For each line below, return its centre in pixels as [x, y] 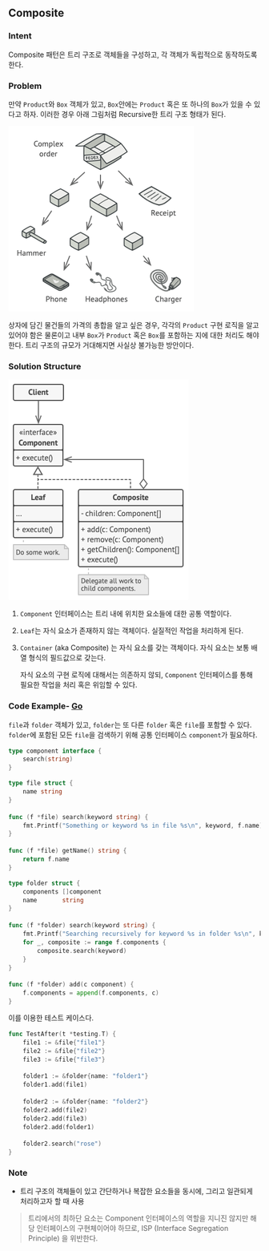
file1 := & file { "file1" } [64, 1042]
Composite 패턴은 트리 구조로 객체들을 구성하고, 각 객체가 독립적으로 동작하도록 [133, 54]
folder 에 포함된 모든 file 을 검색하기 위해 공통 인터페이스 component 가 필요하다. [133, 734]
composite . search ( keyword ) [82, 950]
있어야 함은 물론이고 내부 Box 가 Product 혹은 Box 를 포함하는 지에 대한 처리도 [126, 335]
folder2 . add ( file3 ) [55, 1118]
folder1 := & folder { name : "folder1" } [86, 1076]
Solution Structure [45, 366]
